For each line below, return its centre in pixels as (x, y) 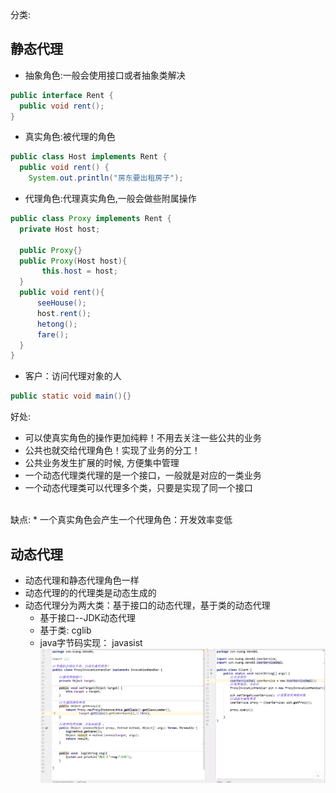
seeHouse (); (61, 303)
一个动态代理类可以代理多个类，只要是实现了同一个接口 (138, 488)
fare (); (53, 334)
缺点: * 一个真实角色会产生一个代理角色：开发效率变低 (121, 520)
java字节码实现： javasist (91, 642)
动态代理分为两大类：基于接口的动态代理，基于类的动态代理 (147, 605)
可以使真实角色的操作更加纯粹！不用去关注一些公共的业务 (143, 438)
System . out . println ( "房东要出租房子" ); (106, 178)
